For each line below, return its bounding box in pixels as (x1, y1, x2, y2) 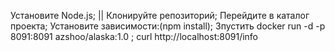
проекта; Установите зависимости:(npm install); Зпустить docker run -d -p (10, 20, 326, 32)
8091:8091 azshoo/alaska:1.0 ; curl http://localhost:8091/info (10, 31, 259, 42)
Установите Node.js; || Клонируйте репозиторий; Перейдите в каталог (10, 10, 310, 21)
